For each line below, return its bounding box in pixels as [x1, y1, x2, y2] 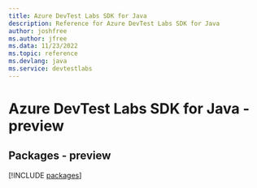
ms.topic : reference [8, 49, 79, 58]
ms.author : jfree [8, 34, 68, 43]
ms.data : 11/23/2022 [8, 42, 79, 50]
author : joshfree [8, 27, 68, 35]
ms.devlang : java [8, 58, 68, 66]
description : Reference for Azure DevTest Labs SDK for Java [8, 19, 220, 28]
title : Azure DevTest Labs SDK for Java [8, 11, 148, 20]
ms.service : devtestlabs [8, 65, 93, 73]
